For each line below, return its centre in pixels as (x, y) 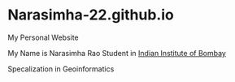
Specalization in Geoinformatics (61, 69)
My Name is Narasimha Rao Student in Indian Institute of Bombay (117, 53)
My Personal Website (43, 37)
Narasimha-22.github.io (91, 15)
